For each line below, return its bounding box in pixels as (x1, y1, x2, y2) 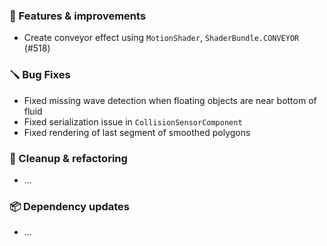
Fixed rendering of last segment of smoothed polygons (23, 126, 251, 138)
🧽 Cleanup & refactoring (9, 151, 128, 165)
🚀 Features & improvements (9, 9, 147, 23)
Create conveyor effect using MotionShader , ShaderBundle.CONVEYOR (23, 32, 300, 44)
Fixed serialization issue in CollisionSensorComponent (23, 115, 243, 128)
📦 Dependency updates (9, 199, 131, 213)
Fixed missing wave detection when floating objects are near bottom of (23, 94, 317, 106)
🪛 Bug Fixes (9, 68, 71, 82)
